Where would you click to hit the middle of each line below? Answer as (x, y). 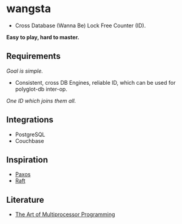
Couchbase (29, 140)
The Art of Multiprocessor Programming (65, 214)
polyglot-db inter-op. (41, 89)
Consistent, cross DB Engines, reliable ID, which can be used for (95, 82)
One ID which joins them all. (41, 100)
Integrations (30, 120)
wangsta (29, 9)
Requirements (33, 56)
